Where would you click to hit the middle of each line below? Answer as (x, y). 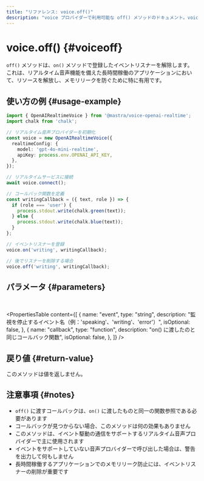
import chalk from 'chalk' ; (42, 121)
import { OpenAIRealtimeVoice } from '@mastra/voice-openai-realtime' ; (99, 116)
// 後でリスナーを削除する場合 (40, 261)
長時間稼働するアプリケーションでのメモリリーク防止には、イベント (100, 464)
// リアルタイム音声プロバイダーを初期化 (51, 132)
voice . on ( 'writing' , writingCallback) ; (57, 250)
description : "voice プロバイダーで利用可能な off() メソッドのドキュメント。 (97, 18)
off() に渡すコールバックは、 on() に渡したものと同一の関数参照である (103, 411)
